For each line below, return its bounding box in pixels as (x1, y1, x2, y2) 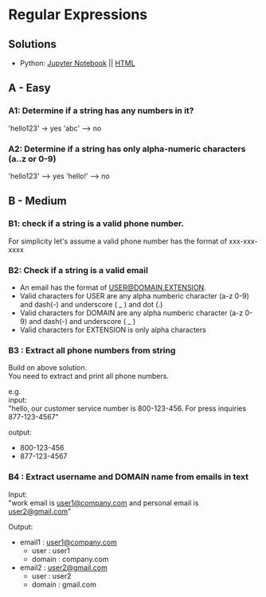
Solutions (8, 37, 57, 51)
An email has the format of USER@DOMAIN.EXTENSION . (19, 283, 207, 292)
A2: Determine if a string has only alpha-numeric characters (8, 143, 246, 154)
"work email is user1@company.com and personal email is (8, 497, 199, 507)
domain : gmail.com (31, 579, 97, 589)
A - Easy (8, 81, 51, 95)
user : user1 (31, 545, 70, 555)
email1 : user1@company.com (19, 537, 118, 547)
